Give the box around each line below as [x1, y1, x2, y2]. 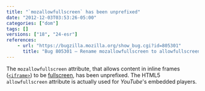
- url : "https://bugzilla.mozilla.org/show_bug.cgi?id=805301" [17, 43, 182, 49]
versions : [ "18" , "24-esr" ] [6, 32, 78, 38]
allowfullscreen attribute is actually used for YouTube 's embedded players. [6, 78, 197, 85]
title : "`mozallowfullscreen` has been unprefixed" [6, 8, 140, 15]
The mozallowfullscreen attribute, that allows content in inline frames [6, 65, 180, 72]
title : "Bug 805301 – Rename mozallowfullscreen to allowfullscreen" [22, 49, 203, 55]
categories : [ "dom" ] [6, 20, 59, 26]
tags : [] [6, 25, 29, 32]
